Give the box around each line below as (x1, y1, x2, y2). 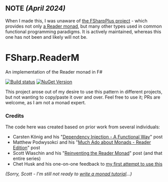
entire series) (12, 155, 41, 162)
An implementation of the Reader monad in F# (5, 69, 102, 75)
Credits (5, 112, 24, 119)
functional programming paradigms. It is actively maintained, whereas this (5, 28, 161, 35)
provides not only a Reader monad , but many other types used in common (5, 23, 162, 29)
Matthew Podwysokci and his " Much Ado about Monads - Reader (12, 139, 151, 145)
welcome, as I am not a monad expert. (5, 99, 86, 105)
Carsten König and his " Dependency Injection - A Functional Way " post (12, 134, 163, 140)
